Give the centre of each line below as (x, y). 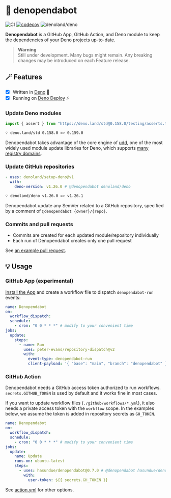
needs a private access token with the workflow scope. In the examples (80, 408)
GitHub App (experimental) (39, 281)
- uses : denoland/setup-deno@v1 (39, 177)
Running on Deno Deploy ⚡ (41, 98)
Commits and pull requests (39, 224)
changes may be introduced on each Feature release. (74, 60)
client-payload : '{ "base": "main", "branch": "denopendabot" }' (98, 364)
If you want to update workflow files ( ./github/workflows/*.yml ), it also (80, 403)
